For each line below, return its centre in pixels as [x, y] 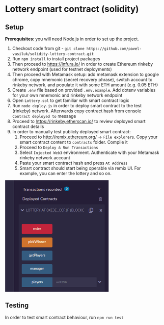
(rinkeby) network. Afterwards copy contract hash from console [77, 111]
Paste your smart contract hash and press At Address [73, 163]
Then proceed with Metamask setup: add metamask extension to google [85, 74]
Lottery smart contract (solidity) [72, 9]
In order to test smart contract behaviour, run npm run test [64, 317]
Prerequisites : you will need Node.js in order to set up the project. [72, 39]
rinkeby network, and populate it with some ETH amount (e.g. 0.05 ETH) [85, 85]
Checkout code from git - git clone [48, 48]
